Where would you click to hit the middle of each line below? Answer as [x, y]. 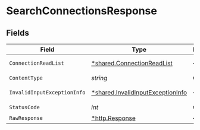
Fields [18, 33]
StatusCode [24, 107]
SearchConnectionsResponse [82, 11]
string [99, 78]
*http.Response [113, 118]
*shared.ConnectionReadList [132, 63]
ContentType [26, 78]
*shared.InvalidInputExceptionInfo [139, 92]
